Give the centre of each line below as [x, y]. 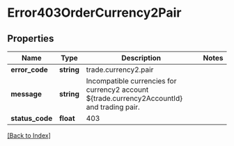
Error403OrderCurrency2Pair [94, 13]
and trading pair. [113, 107]
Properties [31, 39]
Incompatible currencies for [131, 81]
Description [141, 58]
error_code [30, 70]
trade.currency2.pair [120, 70]
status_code [32, 118]
